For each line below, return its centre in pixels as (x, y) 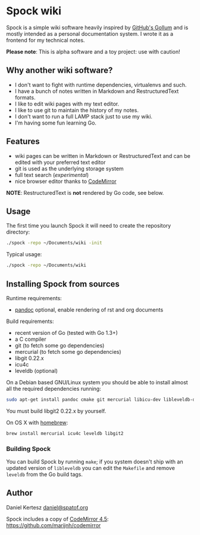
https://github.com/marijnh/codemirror (54, 525)
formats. (25, 97)
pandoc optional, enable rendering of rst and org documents (89, 310)
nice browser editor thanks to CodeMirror (66, 181)
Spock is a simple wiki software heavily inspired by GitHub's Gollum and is (97, 27)
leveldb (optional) (36, 371)
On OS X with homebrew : (37, 422)
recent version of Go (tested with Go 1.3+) (66, 332)
